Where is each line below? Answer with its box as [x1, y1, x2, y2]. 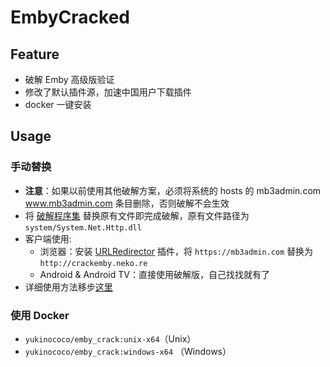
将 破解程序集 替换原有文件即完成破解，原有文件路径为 [24, 209, 250, 221]
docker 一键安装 [24, 99, 92, 110]
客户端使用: [24, 232, 72, 245]
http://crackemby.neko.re [39, 258, 148, 268]
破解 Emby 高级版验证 [24, 74, 115, 85]
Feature [10, 46, 60, 63]
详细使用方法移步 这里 [24, 281, 113, 293]
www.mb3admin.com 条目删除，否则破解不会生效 [24, 197, 230, 209]
